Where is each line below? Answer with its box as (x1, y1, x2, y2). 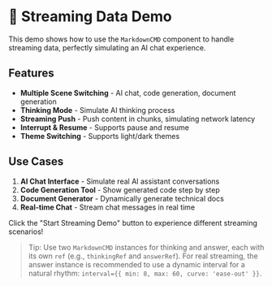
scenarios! (8, 227, 44, 236)
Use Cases (8, 154, 64, 169)
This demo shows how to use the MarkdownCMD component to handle (8, 34, 235, 44)
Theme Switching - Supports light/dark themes (19, 131, 180, 141)
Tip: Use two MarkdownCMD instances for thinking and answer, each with (28, 242, 265, 252)
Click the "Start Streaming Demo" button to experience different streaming (8, 218, 257, 227)
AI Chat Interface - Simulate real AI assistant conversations (19, 176, 220, 186)
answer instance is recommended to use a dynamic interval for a (28, 259, 245, 269)
